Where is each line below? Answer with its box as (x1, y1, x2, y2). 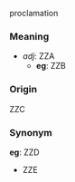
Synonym (9, 126, 52, 139)
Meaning (9, 30, 50, 43)
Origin (9, 83, 38, 96)
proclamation (9, 8, 59, 18)
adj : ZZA (22, 51, 55, 62)
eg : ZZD (9, 147, 40, 158)
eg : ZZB (35, 61, 66, 72)
